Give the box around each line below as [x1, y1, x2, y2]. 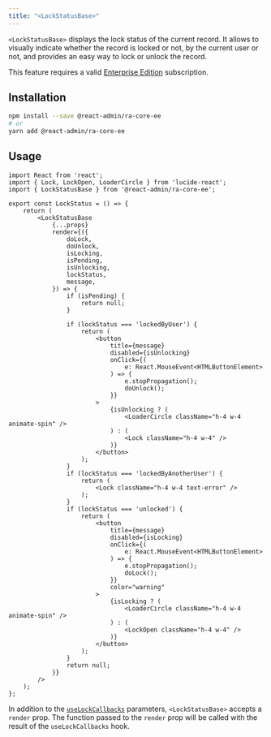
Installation [8, 91, 67, 105]
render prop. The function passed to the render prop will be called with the [8, 712, 258, 722]
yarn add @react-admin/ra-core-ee [8, 127, 126, 136]
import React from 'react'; [8, 171, 104, 179]
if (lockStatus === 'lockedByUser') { [66, 320, 198, 329]
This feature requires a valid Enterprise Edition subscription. [8, 67, 209, 77]
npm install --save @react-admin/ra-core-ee [8, 112, 161, 120]
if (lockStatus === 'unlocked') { [66, 505, 183, 513]
